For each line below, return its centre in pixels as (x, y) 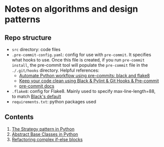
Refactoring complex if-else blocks (47, 139)
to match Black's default (36, 96)
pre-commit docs (37, 86)
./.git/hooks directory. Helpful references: (55, 70)
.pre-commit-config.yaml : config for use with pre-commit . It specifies (81, 55)
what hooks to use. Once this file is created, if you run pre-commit (78, 60)
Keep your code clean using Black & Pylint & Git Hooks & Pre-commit (89, 81)
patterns (22, 19)
